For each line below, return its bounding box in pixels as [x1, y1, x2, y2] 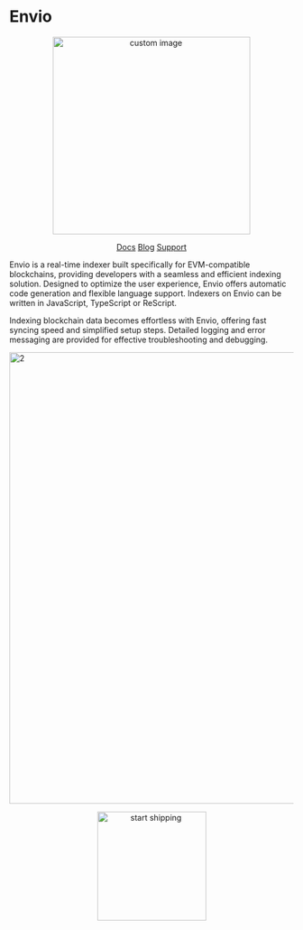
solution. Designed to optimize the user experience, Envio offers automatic [9, 278, 287, 289]
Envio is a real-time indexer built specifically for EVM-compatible [9, 259, 251, 270]
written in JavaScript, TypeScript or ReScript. [9, 297, 178, 308]
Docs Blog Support [115, 241, 188, 252]
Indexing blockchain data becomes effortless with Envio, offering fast [9, 314, 267, 326]
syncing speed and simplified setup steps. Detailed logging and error [9, 324, 266, 335]
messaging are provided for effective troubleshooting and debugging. [9, 334, 269, 345]
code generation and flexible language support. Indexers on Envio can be [9, 287, 282, 299]
